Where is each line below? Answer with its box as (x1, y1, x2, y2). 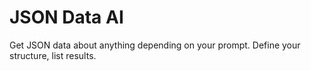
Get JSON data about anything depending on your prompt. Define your (9, 39, 301, 51)
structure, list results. (9, 49, 97, 61)
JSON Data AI (9, 6, 124, 29)
